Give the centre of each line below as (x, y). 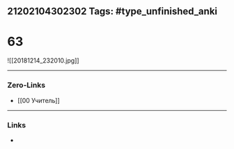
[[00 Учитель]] (39, 100)
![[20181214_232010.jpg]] (43, 61)
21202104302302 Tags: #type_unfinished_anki (112, 11)
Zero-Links (26, 85)
